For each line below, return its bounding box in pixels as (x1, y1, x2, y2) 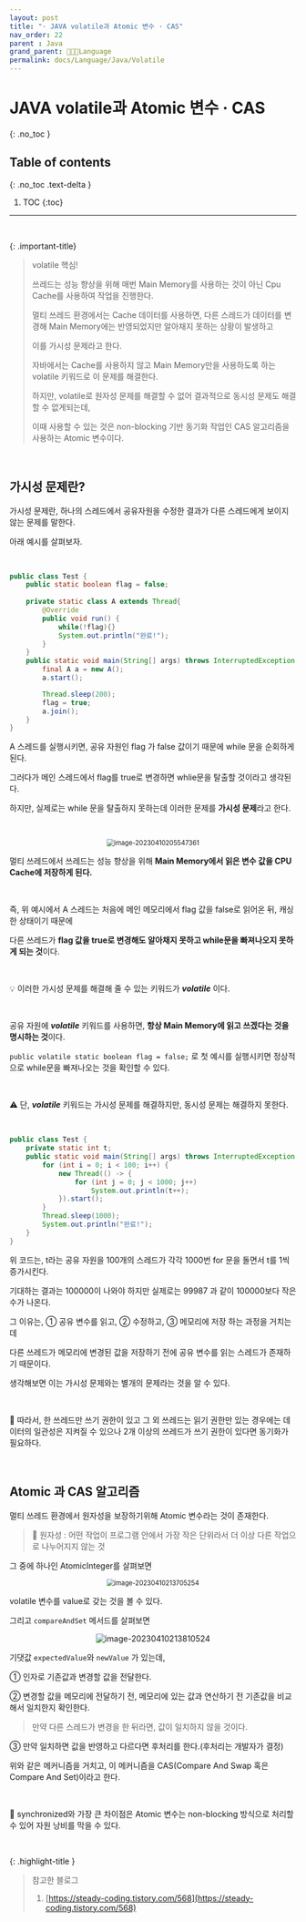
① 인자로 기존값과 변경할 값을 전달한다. (9, 1671, 152, 1682)
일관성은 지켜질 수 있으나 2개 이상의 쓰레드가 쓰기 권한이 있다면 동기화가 (33, 1426, 289, 1436)
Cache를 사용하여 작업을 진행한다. (31, 290, 154, 301)
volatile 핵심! (31, 259, 79, 270)
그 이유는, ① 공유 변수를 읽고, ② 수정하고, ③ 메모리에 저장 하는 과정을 (9, 1315, 268, 1326)
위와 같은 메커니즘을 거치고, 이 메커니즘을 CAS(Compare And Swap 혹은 (9, 1760, 269, 1771)
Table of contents (9, 155, 111, 170)
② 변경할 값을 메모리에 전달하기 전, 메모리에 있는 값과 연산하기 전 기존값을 (9, 1691, 276, 1702)
